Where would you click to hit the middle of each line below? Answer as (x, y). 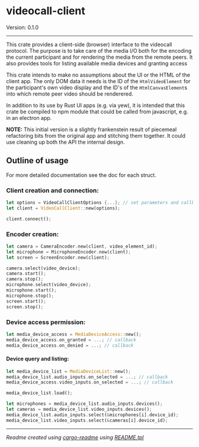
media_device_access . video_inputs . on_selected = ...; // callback (90, 382)
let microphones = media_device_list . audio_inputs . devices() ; (84, 404)
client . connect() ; (29, 219)
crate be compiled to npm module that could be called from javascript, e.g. (97, 112)
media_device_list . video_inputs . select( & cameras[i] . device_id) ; (87, 420)
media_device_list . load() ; (39, 393)
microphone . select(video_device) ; (49, 285)
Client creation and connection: (52, 190)
